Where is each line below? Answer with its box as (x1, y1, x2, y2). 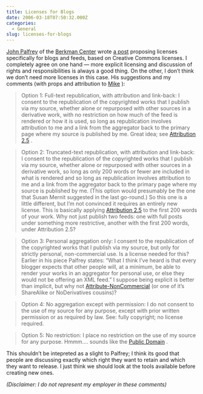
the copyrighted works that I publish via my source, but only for (21, 244, 180, 251)
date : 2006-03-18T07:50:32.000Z (6, 15, 88, 21)
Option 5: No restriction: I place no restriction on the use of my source (21, 332, 196, 339)
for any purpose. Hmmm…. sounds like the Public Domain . (21, 338, 168, 346)
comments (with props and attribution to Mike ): (6, 80, 125, 88)
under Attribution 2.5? (21, 226, 76, 233)
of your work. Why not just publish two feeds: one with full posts (21, 213, 182, 220)
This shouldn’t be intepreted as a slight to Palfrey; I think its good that (6, 350, 180, 357)
